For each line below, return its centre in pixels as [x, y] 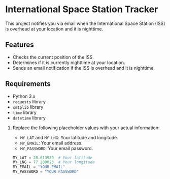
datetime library [29, 117]
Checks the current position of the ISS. [53, 57]
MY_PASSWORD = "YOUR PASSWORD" [46, 172]
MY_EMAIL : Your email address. [51, 143]
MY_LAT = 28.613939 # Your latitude [53, 158]
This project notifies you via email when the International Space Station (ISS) [85, 23]
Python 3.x [24, 96]
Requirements [28, 84]
